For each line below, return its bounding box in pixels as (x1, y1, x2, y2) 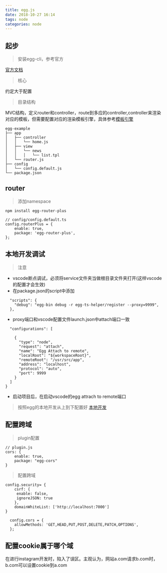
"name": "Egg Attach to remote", (18, 348, 89, 353)
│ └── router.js (5, 157, 44, 162)
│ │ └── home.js (5, 140, 49, 145)
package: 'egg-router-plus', (14, 230, 76, 235)
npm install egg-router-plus (5, 208, 67, 213)
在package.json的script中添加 (12, 288, 75, 294)
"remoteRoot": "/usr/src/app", (18, 357, 85, 362)
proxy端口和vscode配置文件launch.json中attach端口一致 (12, 316, 130, 322)
